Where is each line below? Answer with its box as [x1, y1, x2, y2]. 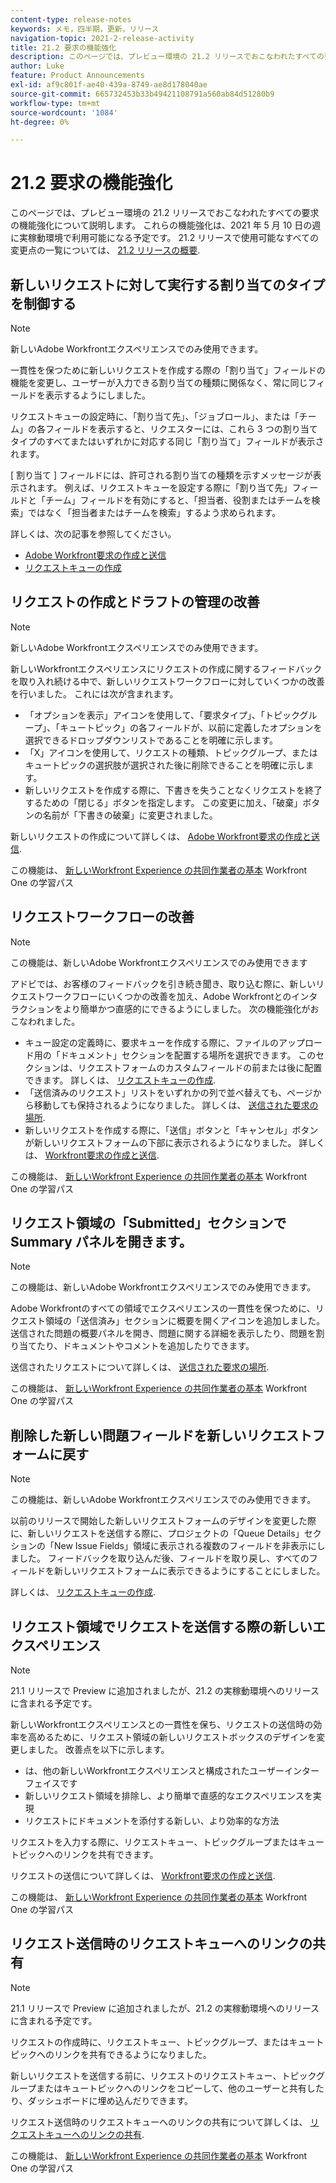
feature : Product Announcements [10, 71, 145, 81]
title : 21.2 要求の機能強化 [10, 42, 117, 53]
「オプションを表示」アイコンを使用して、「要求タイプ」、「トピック [24, 709, 300, 721]
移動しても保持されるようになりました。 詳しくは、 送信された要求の [33, 1099, 319, 1111]
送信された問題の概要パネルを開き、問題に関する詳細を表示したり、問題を [10, 1327, 317, 1340]
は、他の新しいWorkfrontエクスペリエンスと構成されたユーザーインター [24, 1765, 320, 1777]
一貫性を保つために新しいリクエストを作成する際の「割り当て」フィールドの [10, 364, 326, 376]
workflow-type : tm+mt [10, 98, 101, 108]
